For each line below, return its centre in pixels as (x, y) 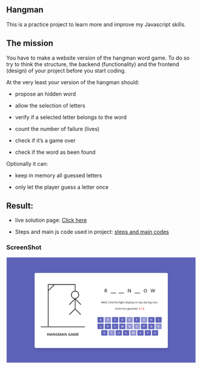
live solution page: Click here (51, 220)
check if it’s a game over (45, 140)
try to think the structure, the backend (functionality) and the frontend (93, 64)
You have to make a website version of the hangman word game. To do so (98, 58)
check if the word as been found (55, 152)
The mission (30, 44)
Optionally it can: (27, 163)
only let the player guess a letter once (62, 187)
